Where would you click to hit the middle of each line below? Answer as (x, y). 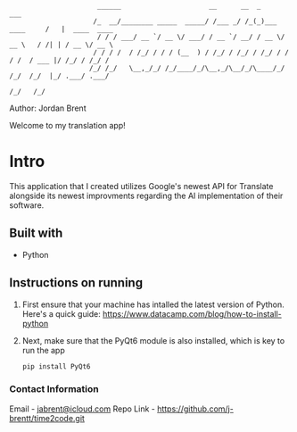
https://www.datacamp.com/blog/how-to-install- (192, 313)
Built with (36, 233)
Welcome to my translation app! (68, 125)
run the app (43, 350)
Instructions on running (76, 283)
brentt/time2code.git (47, 418)
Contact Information (54, 389)
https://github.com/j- (195, 409)
